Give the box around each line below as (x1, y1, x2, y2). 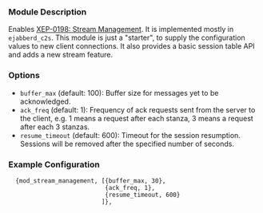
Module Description (8, 6, 87, 18)
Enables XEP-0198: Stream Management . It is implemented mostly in (8, 25, 234, 34)
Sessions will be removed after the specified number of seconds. (19, 139, 234, 148)
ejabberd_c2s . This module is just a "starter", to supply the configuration (8, 33, 245, 42)
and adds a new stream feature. (8, 50, 114, 60)
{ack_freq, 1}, (105, 183, 156, 191)
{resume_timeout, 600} (105, 191, 181, 199)
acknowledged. (19, 97, 71, 106)
